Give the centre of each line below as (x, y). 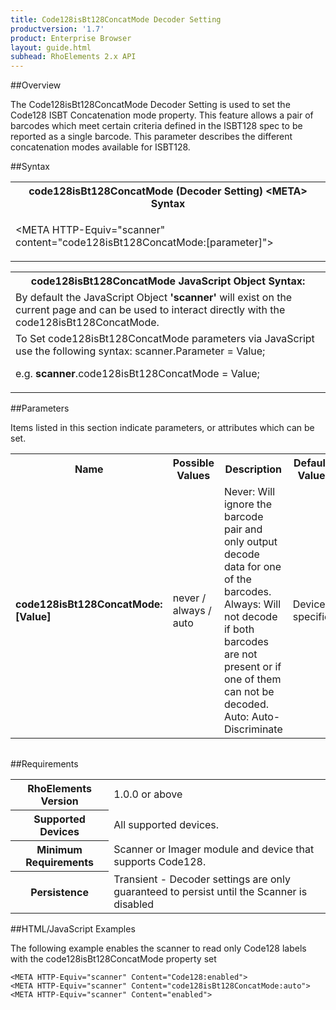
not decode (250, 617)
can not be (249, 692)
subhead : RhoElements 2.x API (73, 57)
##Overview (36, 85)
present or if (252, 667)
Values (193, 476)
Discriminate (253, 729)
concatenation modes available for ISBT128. (100, 147)
